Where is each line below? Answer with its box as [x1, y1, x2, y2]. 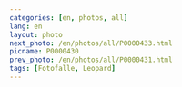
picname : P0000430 [9, 47, 79, 56]
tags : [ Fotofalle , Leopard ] [9, 64, 116, 73]
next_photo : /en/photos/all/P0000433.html [9, 38, 173, 48]
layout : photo [9, 30, 64, 39]
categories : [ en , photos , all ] [9, 13, 128, 23]
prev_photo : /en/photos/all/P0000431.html [9, 55, 173, 64]
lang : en [9, 22, 43, 31]
